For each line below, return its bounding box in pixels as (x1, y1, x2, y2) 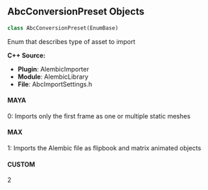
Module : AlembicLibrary (17, 72, 88, 81)
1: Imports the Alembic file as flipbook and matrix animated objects (7, 144, 202, 152)
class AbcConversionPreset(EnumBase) (7, 24, 119, 31)
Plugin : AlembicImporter (17, 65, 90, 73)
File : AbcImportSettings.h (17, 79, 93, 88)
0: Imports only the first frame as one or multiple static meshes (7, 111, 191, 120)
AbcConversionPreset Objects (7, 6, 145, 18)
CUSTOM (7, 160, 35, 169)
